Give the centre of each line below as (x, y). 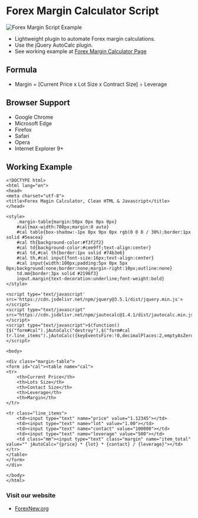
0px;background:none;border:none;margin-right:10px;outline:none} (89, 268)
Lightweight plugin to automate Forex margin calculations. (85, 38)
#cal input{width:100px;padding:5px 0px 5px (72, 263)
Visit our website (31, 496)
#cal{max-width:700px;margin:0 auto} (63, 227)
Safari (22, 136)
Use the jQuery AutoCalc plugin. (54, 45)
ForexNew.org (32, 508)
